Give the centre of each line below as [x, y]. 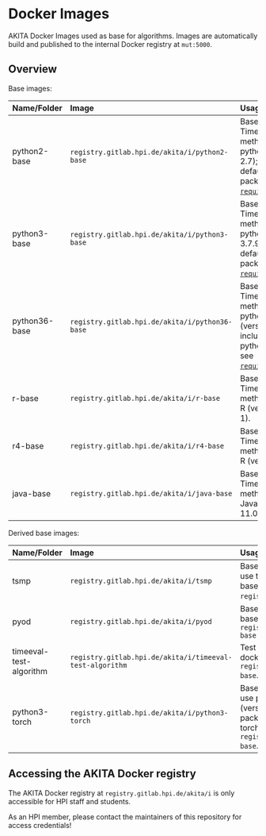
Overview [33, 69]
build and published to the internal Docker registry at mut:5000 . [110, 44]
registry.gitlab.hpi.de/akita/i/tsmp [141, 581]
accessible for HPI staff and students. [70, 801]
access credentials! [40, 825]
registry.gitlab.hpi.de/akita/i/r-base [145, 398]
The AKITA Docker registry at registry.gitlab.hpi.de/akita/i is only [122, 793]
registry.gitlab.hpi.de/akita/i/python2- [149, 152]
